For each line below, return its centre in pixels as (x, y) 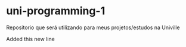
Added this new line (30, 39)
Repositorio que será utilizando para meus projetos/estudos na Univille (93, 27)
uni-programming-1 (56, 11)
